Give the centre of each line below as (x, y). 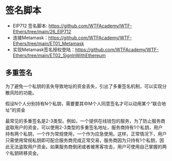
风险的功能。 (23, 93)
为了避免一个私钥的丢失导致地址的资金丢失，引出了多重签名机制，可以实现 (84, 86)
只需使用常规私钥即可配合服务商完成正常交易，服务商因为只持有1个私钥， (82, 140)
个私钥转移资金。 (23, 153)
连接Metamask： (30, 38)
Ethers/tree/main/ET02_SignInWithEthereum (59, 55)
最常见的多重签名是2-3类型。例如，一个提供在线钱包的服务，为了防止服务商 (85, 121)
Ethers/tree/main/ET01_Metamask (48, 43)
